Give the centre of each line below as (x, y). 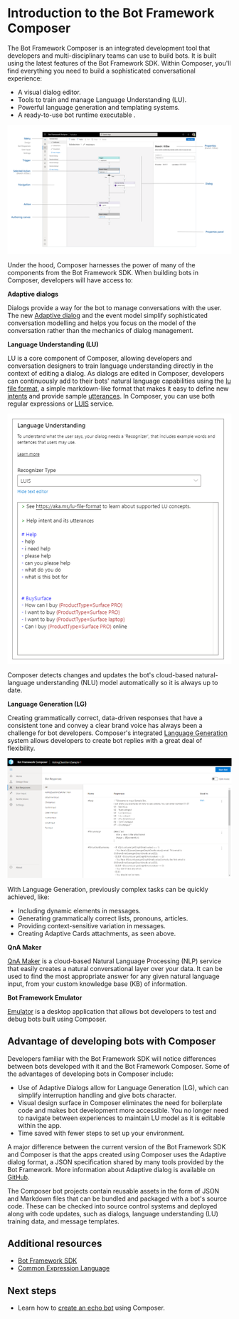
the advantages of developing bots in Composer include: (91, 1074)
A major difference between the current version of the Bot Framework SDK (117, 1146)
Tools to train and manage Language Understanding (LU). (102, 99)
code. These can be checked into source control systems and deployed (112, 1206)
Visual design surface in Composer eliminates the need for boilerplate (120, 1102)
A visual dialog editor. (49, 92)
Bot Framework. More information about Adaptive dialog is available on (111, 1169)
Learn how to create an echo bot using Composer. (91, 1308)
